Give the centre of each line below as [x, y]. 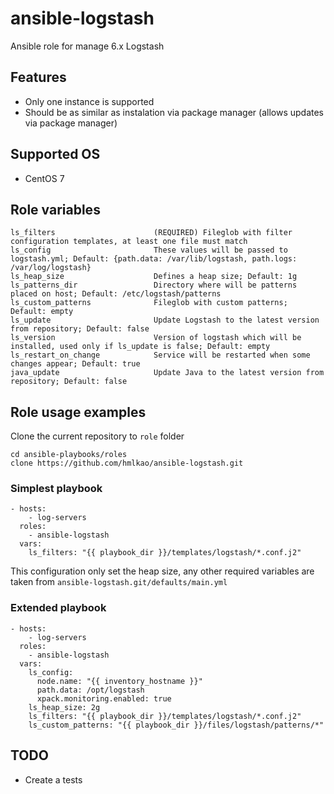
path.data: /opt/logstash [90, 690]
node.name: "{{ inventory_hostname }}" [119, 681]
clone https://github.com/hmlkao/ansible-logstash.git [127, 463]
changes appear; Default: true [75, 364]
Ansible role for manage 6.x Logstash [87, 46]
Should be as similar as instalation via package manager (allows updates [174, 112]
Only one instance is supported [89, 101]
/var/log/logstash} [51, 268]
